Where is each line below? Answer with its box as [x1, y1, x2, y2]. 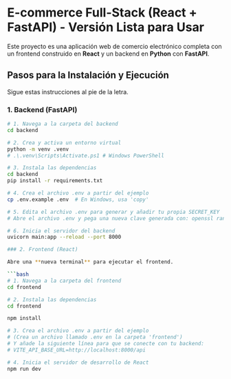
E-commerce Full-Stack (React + [7, 5, 197, 21]
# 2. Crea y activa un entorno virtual [7, 139, 122, 146]
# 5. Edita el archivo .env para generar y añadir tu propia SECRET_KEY [7, 208, 220, 215]
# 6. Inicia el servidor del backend [7, 227, 115, 235]
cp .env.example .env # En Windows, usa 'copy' [7, 196, 149, 203]
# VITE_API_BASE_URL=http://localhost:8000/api [7, 346, 146, 354]
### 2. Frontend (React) [7, 246, 78, 253]
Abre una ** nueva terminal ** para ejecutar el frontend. [7, 259, 174, 266]
